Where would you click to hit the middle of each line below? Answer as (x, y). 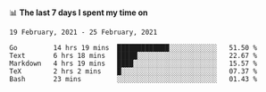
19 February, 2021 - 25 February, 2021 (83, 32)
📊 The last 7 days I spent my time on (79, 13)
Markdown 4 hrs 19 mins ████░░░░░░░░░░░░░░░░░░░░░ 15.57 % (133, 63)
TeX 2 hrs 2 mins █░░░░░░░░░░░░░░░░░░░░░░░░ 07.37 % (133, 71)
